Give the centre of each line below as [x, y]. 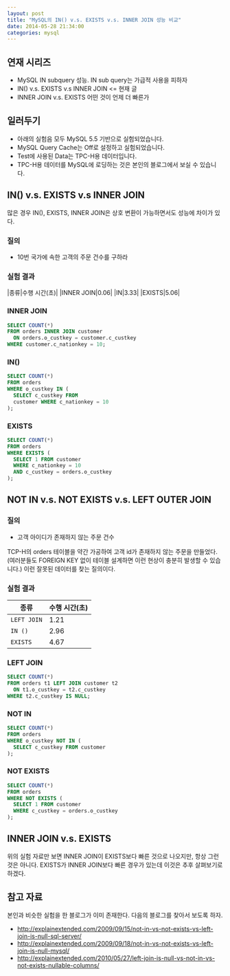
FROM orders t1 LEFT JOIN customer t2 [62, 684]
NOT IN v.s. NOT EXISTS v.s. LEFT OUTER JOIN [109, 500]
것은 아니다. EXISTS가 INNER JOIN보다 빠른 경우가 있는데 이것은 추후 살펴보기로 [115, 865]
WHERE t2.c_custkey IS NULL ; [49, 696]
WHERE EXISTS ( [29, 453]
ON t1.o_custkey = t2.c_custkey [60, 690]
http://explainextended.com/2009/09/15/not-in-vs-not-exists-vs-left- [115, 929]
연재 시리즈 [29, 62]
